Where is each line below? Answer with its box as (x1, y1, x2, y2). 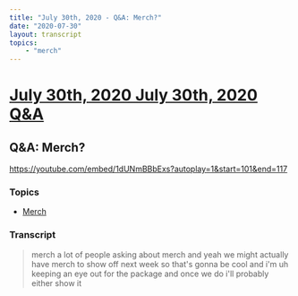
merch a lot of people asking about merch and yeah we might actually (30, 248, 289, 260)
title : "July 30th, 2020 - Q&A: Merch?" (9, 13, 163, 22)
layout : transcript (9, 30, 82, 39)
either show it (30, 277, 82, 288)
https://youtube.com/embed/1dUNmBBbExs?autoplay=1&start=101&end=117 (9, 163, 288, 175)
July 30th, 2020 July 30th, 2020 (9, 85, 258, 106)
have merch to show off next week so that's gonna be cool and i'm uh (30, 258, 289, 269)
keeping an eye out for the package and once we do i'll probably (30, 268, 269, 279)
